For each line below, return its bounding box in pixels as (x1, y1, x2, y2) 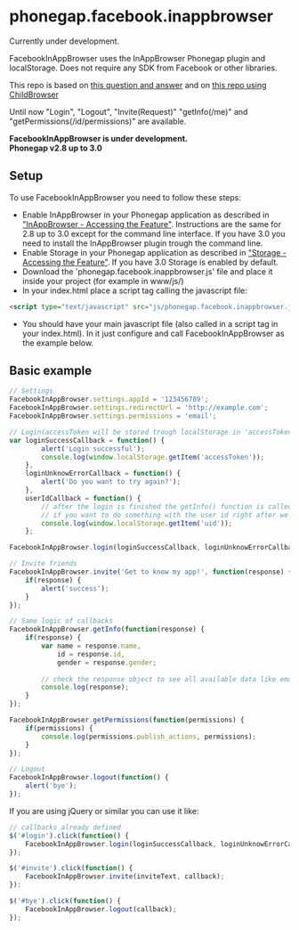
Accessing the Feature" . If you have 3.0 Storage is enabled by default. (21, 257, 279, 267)
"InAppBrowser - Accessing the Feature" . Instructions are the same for (21, 218, 282, 229)
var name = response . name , (41, 641, 141, 651)
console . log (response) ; (41, 683, 129, 692)
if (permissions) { (25, 723, 93, 732)
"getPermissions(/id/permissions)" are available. (9, 116, 187, 126)
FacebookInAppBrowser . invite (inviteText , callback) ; (25, 872, 225, 881)
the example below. (21, 337, 94, 348)
